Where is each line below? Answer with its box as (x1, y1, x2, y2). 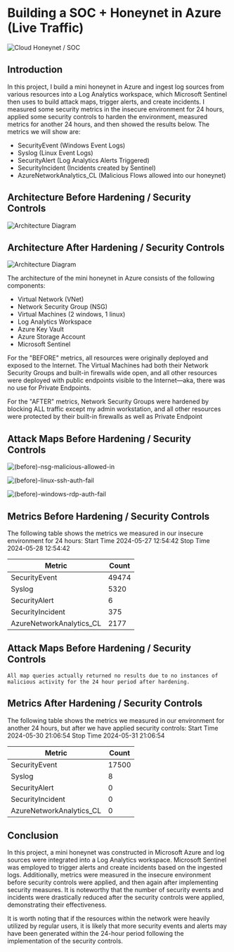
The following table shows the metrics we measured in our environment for (7, 716, 225, 724)
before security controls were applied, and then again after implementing (7, 878, 219, 886)
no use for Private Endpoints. (7, 384, 91, 392)
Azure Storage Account (17, 333, 86, 341)
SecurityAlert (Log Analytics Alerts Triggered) (17, 156, 150, 164)
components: (7, 281, 46, 290)
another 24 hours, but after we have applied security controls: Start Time (7, 724, 219, 732)
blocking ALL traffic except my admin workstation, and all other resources (7, 405, 221, 413)
